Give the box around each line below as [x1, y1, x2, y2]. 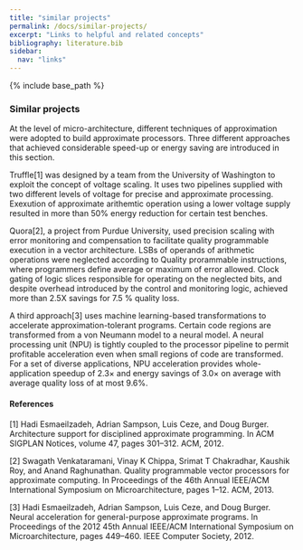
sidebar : [9, 47, 43, 56]
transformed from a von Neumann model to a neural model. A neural [9, 329, 264, 340]
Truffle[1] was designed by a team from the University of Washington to [9, 169, 276, 181]
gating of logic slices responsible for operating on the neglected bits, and [9, 273, 282, 285]
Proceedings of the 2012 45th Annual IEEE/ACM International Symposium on [9, 521, 294, 532]
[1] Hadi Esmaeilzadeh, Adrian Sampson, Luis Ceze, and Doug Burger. [9, 418, 270, 430]
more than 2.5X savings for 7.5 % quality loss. [9, 293, 180, 304]
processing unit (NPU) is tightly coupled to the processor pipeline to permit [9, 339, 289, 350]
